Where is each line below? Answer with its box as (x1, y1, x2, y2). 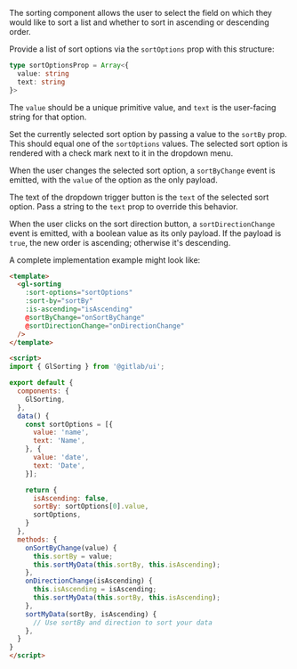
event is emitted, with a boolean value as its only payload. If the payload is (9, 227, 282, 239)
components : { (17, 387, 69, 396)
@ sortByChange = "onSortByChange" (25, 313, 145, 322)
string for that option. (9, 111, 87, 122)
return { (25, 485, 58, 494)
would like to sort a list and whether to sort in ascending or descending (9, 17, 269, 28)
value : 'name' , (32, 428, 90, 437)
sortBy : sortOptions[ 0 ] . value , (32, 502, 149, 511)
